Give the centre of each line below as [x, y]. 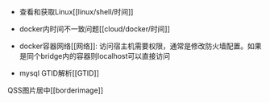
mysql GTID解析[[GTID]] [59, 73]
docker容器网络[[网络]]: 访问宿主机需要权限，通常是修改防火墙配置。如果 [140, 46]
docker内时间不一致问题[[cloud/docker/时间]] [95, 29]
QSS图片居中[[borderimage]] [56, 90]
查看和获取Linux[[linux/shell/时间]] [76, 12]
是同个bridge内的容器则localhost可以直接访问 [95, 56]
